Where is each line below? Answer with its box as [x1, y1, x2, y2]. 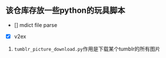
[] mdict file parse [14, 21, 58, 28]
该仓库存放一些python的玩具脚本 [5, 5, 125, 16]
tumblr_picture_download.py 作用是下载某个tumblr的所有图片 [14, 45, 161, 52]
